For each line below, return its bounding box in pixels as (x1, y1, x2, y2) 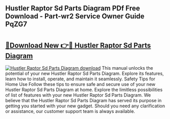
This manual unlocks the (102, 65, 153, 71)
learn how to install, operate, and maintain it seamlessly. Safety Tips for (5, 76, 156, 82)
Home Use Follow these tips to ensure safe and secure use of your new (5, 81, 156, 87)
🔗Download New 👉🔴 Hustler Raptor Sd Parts (5, 41, 151, 50)
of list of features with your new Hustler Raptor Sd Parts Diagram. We (5, 92, 151, 98)
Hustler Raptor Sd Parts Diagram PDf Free (5, 4, 140, 13)
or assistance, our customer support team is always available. (5, 108, 135, 114)
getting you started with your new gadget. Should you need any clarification (5, 103, 165, 109)
